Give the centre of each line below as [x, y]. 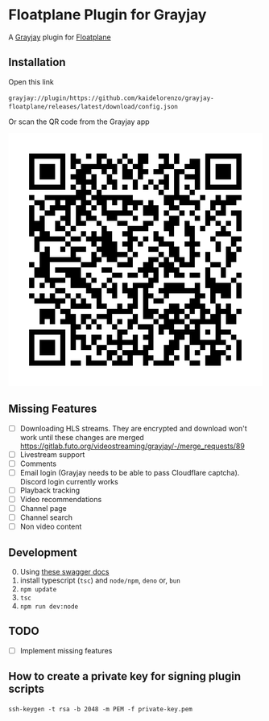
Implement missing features [66, 650]
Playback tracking [50, 490]
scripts [26, 689]
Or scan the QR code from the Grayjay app [79, 122]
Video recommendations [61, 499]
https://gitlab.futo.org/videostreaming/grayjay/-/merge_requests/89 [132, 446]
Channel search [46, 517]
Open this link [31, 81]
